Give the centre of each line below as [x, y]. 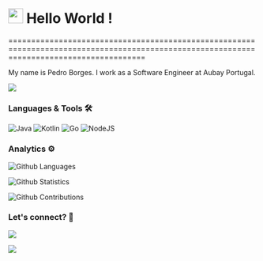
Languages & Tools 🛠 [51, 108]
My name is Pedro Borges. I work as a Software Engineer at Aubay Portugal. [132, 72]
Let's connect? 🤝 [41, 217]
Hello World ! [70, 19]
